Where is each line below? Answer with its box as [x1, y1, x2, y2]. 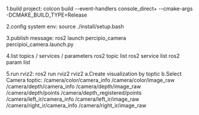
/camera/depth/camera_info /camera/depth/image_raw [6, 83, 141, 90]
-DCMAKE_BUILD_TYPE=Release [6, 11, 87, 18]
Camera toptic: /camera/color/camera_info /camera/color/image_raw [6, 77, 175, 83]
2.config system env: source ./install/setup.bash [6, 23, 124, 30]
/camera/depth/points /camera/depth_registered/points [6, 89, 142, 96]
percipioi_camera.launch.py [6, 41, 74, 48]
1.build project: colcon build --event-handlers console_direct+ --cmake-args [6, 5, 193, 12]
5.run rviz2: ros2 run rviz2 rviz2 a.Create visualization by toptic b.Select [6, 70, 182, 77]
